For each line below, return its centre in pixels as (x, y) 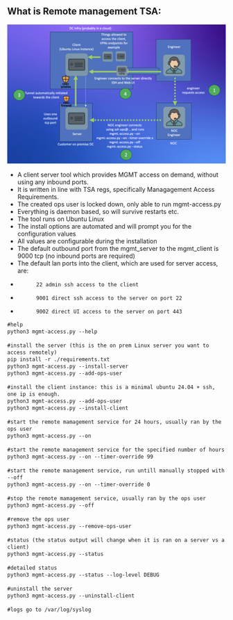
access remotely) (32, 352)
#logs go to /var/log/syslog (49, 610)
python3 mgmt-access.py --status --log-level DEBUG (83, 575)
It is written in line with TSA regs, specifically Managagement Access (116, 189)
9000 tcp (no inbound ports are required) (76, 256)
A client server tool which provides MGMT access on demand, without (118, 174)
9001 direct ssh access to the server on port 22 (109, 298)
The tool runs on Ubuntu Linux (61, 219)
